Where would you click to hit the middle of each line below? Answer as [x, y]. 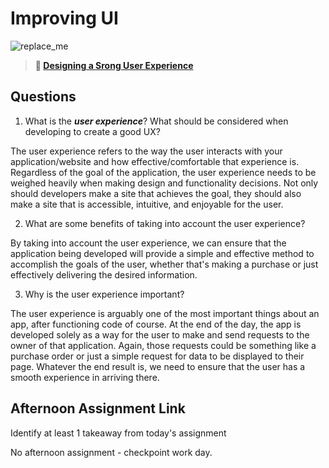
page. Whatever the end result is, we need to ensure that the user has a [158, 366]
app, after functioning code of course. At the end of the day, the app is [156, 324]
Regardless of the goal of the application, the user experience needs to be [163, 172]
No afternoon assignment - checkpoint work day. [111, 452]
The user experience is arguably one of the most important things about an [165, 313]
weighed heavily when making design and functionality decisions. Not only [164, 183]
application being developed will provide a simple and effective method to [162, 253]
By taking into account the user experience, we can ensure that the [148, 243]
